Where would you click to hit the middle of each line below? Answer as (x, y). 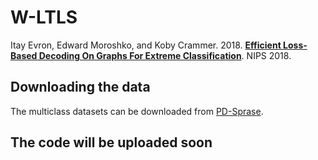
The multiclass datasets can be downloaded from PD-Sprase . (137, 111)
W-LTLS (44, 17)
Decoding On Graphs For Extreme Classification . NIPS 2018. (165, 55)
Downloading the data (80, 87)
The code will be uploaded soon (111, 142)
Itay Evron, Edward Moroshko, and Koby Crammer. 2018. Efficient (146, 45)
